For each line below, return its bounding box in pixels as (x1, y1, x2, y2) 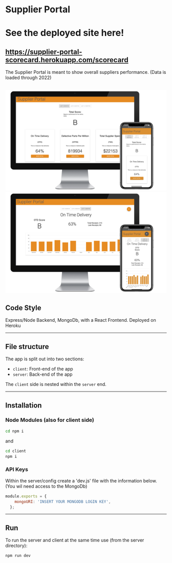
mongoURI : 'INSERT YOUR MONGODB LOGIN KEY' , (14, 499, 111, 504)
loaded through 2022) (5, 74, 52, 81)
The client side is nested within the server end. (5, 381, 106, 387)
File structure (5, 342, 49, 351)
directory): (5, 542, 28, 549)
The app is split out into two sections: (5, 356, 84, 362)
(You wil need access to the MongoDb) (5, 483, 88, 489)
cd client (5, 448, 27, 454)
